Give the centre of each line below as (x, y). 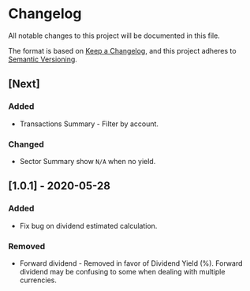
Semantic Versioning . (43, 59)
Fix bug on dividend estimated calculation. (88, 226)
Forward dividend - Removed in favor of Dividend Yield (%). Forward (131, 263)
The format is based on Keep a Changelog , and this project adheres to (122, 50)
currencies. (38, 280)
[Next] (24, 84)
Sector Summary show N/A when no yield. (88, 161)
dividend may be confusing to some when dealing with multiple (122, 271)
